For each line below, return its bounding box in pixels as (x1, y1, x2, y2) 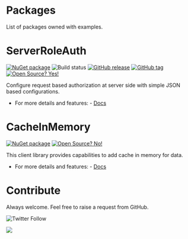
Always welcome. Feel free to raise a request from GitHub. (6, 203, 149, 210)
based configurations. (6, 87, 60, 95)
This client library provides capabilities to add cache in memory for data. (6, 151, 183, 158)
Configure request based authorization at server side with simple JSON (6, 81, 181, 89)
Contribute (6, 184, 61, 197)
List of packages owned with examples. (6, 23, 103, 30)
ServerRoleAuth (6, 44, 87, 58)
